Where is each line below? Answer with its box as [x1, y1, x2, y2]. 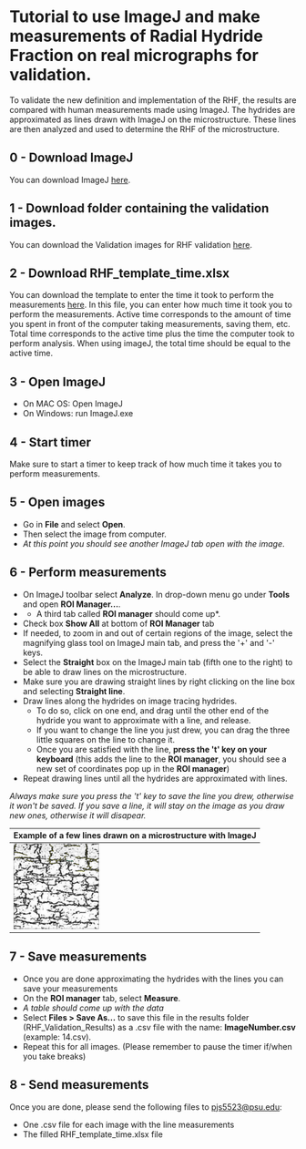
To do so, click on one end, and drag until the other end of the [36, 704, 270, 716]
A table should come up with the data [22, 1002, 164, 1013]
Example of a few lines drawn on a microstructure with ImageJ [13, 830, 257, 841]
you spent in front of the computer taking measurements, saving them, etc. [9, 319, 291, 330]
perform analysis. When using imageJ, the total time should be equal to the [9, 338, 291, 349]
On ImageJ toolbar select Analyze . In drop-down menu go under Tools [22, 589, 290, 600]
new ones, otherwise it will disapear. [9, 809, 147, 821]
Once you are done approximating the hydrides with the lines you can [22, 973, 284, 984]
